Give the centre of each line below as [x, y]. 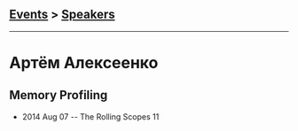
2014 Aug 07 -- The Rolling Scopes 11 [90, 116]
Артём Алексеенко [84, 63]
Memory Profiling [59, 95]
